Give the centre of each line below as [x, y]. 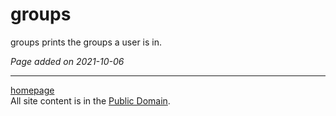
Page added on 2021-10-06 [67, 61]
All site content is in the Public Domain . [90, 100]
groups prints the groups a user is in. [86, 42]
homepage [32, 90]
